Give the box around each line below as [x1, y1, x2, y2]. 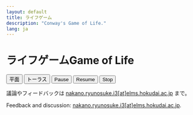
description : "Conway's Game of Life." [6, 20, 107, 26]
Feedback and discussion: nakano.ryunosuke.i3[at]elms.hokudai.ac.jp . [6, 102, 182, 109]
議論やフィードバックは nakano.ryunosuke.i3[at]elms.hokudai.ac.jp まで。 [6, 90, 191, 97]
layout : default [6, 8, 47, 15]
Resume [76, 76, 95, 83]
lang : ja [6, 25, 28, 32]
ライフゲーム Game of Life [6, 54, 134, 67]
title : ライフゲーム [6, 15, 52, 21]
